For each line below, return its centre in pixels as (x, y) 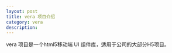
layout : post (22, 11)
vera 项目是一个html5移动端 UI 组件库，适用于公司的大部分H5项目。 (88, 44)
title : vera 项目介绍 (31, 17)
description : (22, 27)
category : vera (25, 22)
